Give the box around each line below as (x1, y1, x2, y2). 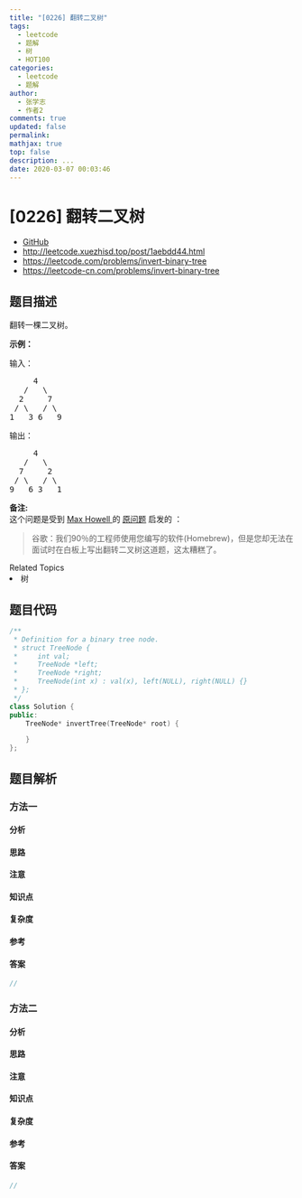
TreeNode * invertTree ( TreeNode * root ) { (25, 719, 179, 728)
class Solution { (9, 702, 75, 711)
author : (9, 89, 39, 98)
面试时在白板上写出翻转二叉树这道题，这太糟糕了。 (31, 544, 222, 556)
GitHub (22, 237, 50, 248)
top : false (9, 147, 50, 156)
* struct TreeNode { (13, 643, 91, 652)
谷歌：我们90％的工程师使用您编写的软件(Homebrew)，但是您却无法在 (31, 533, 294, 544)
